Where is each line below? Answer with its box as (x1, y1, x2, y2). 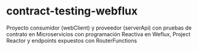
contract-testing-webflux (6, 4, 138, 18)
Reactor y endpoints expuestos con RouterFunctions (6, 37, 137, 44)
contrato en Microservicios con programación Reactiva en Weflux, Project (6, 30, 191, 37)
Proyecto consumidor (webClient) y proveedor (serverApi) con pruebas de (6, 24, 192, 31)
